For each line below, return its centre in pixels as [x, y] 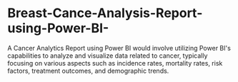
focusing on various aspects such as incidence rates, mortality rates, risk [115, 63]
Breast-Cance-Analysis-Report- [105, 13]
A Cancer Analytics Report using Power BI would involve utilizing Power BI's [119, 48]
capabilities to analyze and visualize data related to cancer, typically [108, 56]
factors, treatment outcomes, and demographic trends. [88, 71]
